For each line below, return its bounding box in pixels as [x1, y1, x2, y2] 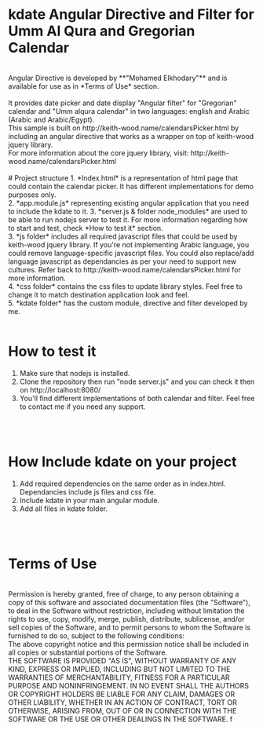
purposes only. [8, 190, 57, 199]
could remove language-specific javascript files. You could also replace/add [8, 248, 254, 257]
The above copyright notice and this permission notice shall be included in [8, 639, 249, 648]
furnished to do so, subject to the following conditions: [8, 630, 184, 641]
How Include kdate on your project [8, 453, 237, 471]
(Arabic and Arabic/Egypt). [8, 115, 95, 124]
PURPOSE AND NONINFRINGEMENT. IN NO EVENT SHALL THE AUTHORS [8, 681, 250, 690]
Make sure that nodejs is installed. [19, 368, 130, 378]
